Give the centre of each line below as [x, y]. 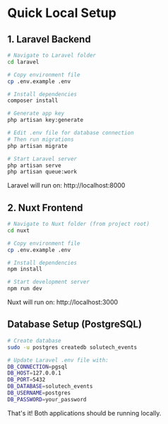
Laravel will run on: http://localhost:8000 [66, 185]
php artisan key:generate [45, 120]
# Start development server [49, 282]
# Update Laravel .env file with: [58, 360]
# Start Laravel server [42, 159]
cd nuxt [19, 230]
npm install [25, 269]
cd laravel [23, 62]
